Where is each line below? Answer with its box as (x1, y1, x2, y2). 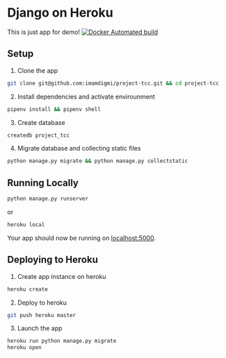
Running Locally (7, 177, 79, 189)
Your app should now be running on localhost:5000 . (7, 234, 156, 242)
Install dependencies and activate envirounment (17, 92, 155, 101)
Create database (17, 118, 65, 126)
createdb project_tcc (7, 132, 70, 139)
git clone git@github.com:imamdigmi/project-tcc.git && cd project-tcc (7, 80, 219, 87)
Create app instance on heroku (17, 272, 106, 280)
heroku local (7, 221, 45, 228)
